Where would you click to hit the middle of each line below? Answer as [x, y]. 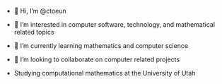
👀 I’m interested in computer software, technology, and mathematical [115, 24]
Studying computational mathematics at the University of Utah [105, 73]
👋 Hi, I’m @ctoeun [40, 11]
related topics [34, 32]
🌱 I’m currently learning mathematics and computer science [101, 46]
